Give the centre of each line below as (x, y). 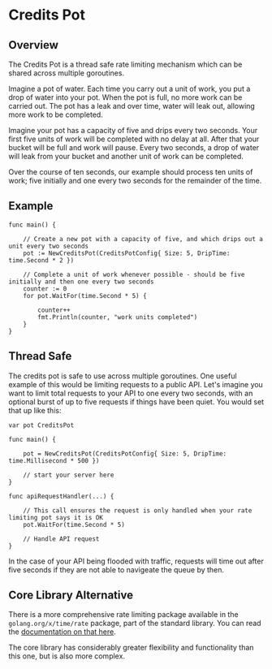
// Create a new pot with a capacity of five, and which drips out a (143, 239)
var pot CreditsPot (41, 425)
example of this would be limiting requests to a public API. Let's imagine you (136, 384)
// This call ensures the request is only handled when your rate (138, 510)
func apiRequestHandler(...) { (61, 496)
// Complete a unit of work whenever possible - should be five (134, 274)
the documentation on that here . (62, 632)
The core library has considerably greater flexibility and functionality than (131, 648)
